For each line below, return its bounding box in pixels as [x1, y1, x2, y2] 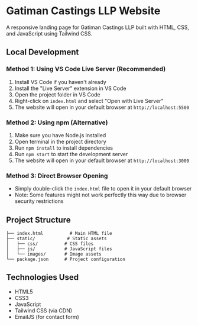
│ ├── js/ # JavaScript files [6, 246, 112, 252]
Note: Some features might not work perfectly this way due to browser [14, 191, 187, 199]
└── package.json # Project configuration [6, 256, 126, 263]
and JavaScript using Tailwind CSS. [6, 30, 93, 37]
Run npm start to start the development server [14, 150, 128, 157]
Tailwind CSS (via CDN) [14, 306, 73, 314]
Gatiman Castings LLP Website [6, 4, 161, 18]
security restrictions [14, 198, 64, 205]
